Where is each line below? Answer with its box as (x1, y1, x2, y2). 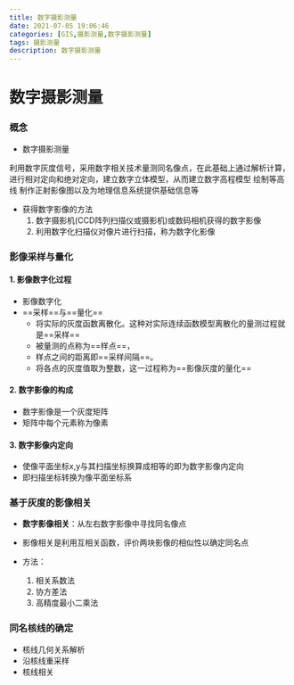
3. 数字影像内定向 (9, 439, 74, 450)
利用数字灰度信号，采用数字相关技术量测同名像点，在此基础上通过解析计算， (9, 162, 290, 173)
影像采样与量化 (9, 251, 74, 263)
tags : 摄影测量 (9, 37, 61, 47)
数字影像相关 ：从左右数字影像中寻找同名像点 (21, 518, 187, 529)
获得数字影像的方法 (21, 203, 94, 214)
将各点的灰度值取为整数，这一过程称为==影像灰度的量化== (35, 362, 252, 373)
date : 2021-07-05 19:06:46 (9, 21, 110, 30)
